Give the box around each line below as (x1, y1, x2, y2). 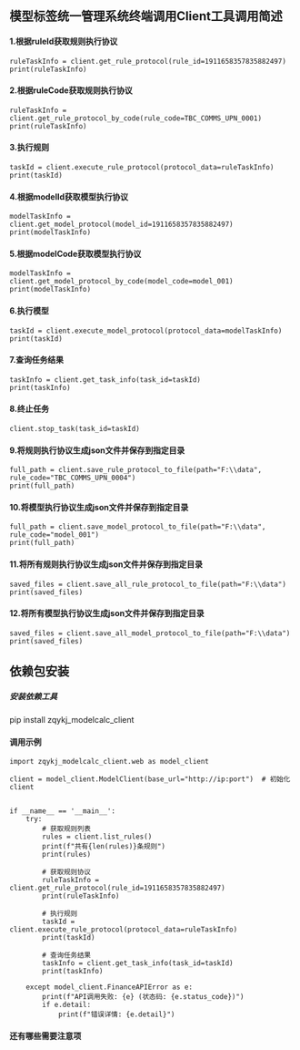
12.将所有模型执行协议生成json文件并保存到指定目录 (9, 608, 205, 619)
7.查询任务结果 (9, 355, 65, 365)
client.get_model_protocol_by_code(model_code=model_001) (9, 277, 234, 286)
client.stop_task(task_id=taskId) (9, 425, 141, 434)
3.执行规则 (9, 142, 50, 153)
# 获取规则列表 (42, 824, 91, 834)
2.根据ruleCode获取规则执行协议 (9, 85, 134, 96)
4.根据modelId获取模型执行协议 (9, 190, 129, 202)
